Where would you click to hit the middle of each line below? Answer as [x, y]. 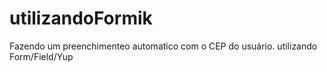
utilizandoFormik [81, 18]
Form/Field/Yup [41, 56]
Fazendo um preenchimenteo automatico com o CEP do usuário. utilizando [163, 46]
